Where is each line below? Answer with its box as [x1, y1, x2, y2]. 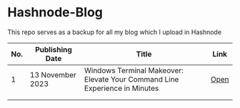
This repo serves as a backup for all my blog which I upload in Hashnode [7, 28, 222, 36]
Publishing [34, 44, 73, 54]
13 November [29, 70, 76, 80]
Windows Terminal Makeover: [84, 65, 184, 75]
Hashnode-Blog [7, 4, 104, 21]
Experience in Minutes [84, 83, 159, 93]
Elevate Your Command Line [84, 74, 179, 84]
